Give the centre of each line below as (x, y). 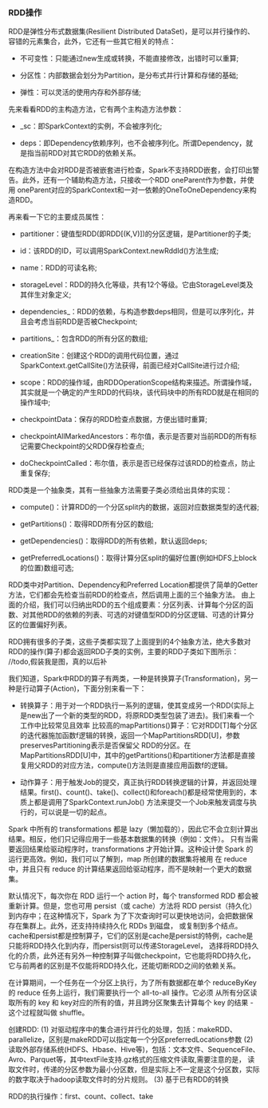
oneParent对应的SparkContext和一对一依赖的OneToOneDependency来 (133, 190)
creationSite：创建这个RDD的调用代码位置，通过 (99, 356)
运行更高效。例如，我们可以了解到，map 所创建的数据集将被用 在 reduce (128, 859)
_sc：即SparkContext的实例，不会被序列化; (91, 126)
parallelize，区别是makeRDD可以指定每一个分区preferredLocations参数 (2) (131, 1039)
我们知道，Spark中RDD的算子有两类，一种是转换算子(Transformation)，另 (130, 679)
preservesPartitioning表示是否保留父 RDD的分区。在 (105, 745)
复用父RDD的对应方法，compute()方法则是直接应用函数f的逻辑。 (126, 765)
